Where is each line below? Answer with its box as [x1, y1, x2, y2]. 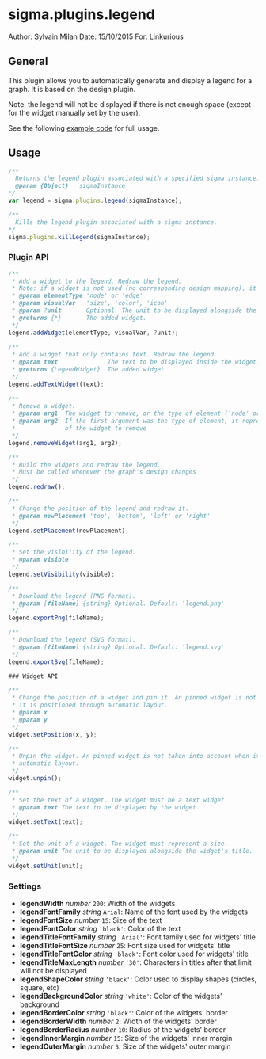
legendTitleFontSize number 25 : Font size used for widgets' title [19, 941, 230, 950]
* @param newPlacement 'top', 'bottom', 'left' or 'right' [11, 512, 211, 520]
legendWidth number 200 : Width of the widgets [19, 899, 176, 909]
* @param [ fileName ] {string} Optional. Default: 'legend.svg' [11, 643, 225, 651]
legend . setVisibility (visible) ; [8, 570, 115, 578]
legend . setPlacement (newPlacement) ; [8, 527, 129, 535]
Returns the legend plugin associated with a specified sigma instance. [15, 174, 260, 183]
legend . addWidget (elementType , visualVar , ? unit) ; [8, 329, 179, 337]
